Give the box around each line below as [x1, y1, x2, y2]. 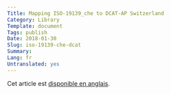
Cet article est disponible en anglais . [7, 79, 111, 87]
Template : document [7, 22, 63, 29]
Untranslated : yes [7, 61, 60, 67]
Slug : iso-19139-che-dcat [7, 42, 81, 48]
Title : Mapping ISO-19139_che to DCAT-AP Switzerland [7, 10, 165, 17]
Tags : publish [7, 29, 48, 36]
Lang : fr [7, 54, 32, 61]
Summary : [7, 48, 32, 55]
